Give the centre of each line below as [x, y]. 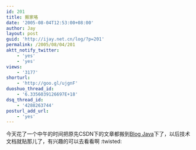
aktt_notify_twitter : [33, 50]
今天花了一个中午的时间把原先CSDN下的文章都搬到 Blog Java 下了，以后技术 [98, 134]
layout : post [22, 34]
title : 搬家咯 [22, 17]
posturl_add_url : [28, 111]
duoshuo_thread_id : [30, 89]
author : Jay [21, 28]
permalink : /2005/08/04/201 [41, 45]
